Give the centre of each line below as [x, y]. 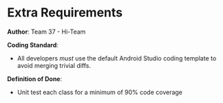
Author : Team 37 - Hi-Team [46, 32]
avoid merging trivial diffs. [54, 65]
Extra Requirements [65, 13]
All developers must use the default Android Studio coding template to [117, 58]
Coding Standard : [33, 45]
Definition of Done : [35, 79]
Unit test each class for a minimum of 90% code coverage [100, 92]
